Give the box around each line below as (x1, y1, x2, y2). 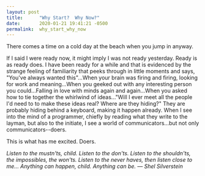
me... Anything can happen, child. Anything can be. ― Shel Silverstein (6, 163, 184, 170)
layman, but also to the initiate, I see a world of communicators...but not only (6, 120, 199, 127)
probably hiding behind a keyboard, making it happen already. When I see (6, 106, 193, 114)
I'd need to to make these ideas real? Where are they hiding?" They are (6, 100, 185, 108)
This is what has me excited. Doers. (6, 138, 96, 145)
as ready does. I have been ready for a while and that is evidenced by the (6, 61, 192, 68)
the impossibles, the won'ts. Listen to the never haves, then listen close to (6, 156, 193, 164)
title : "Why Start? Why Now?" (6, 15, 100, 21)
